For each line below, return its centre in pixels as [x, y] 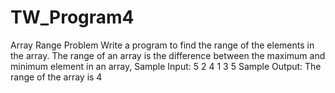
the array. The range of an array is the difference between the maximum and [168, 55]
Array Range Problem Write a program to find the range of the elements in [162, 45]
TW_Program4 [72, 17]
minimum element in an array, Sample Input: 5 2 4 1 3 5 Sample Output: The [166, 66]
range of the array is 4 [56, 77]
